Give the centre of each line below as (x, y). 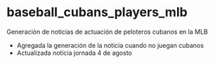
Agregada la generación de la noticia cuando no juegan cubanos (110, 45)
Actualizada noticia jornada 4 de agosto (74, 53)
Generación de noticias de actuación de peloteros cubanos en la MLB (107, 32)
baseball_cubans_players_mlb (97, 12)
